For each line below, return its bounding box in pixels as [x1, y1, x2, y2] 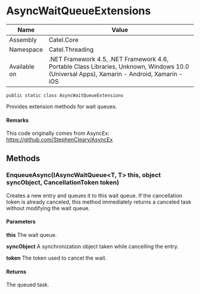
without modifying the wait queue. [6, 204, 90, 211]
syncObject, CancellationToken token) [6, 178, 120, 186]
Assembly [9, 36, 37, 44]
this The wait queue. [6, 232, 57, 239]
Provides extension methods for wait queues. [6, 103, 117, 110]
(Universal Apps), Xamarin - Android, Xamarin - [48, 69, 183, 78]
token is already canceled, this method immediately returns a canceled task [6, 198, 192, 206]
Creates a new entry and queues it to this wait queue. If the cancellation [6, 192, 183, 199]
